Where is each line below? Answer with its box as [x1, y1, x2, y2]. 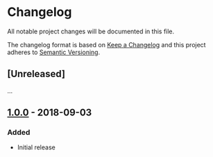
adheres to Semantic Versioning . [7, 48, 101, 56]
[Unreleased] [7, 68, 66, 80]
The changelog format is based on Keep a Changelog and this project [7, 40, 206, 49]
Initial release [17, 143, 56, 151]
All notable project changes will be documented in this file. [7, 27, 175, 35]
